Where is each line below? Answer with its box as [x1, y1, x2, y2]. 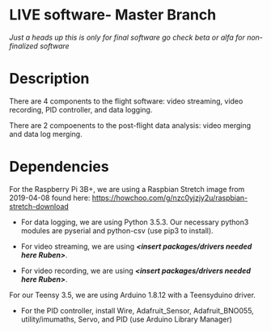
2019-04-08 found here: [9, 193, 91, 202]
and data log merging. [9, 129, 83, 138]
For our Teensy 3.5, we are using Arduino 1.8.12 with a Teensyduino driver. [9, 290, 256, 300]
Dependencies [9, 158, 109, 176]
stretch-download [9, 201, 70, 211]
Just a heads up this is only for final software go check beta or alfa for [9, 32, 245, 42]
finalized [9, 40, 39, 50]
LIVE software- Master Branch [9, 6, 217, 24]
